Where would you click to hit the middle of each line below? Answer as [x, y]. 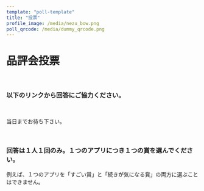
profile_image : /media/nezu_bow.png [53, 23]
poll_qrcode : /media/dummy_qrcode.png [55, 29]
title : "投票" [23, 18]
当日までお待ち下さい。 [36, 121]
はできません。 [25, 182]
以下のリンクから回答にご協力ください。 [65, 95]
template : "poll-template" [40, 12]
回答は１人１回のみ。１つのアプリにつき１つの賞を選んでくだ [97, 151]
